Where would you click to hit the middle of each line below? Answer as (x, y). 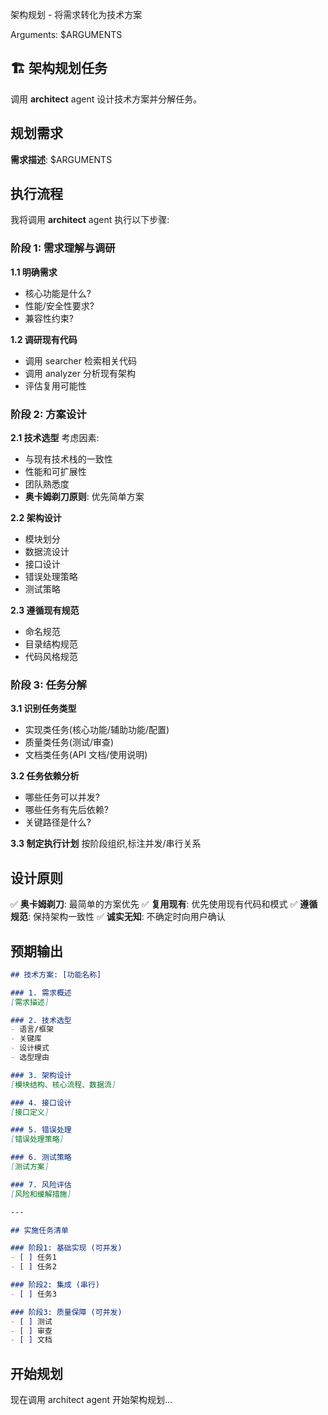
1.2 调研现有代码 (44, 339)
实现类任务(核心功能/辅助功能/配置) (97, 730)
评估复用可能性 (55, 385)
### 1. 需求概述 (41, 993)
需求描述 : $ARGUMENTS (61, 159)
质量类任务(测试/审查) (69, 742)
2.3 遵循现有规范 (45, 610)
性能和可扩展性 (55, 472)
